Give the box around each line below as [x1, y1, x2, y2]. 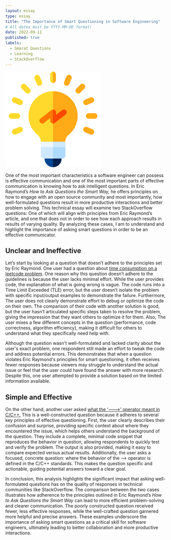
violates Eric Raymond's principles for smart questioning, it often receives [5, 357, 160, 363]
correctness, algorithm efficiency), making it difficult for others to [5, 325, 142, 331]
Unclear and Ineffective [5, 246, 81, 255]
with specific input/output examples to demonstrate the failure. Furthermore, [5, 292, 166, 299]
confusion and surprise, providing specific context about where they [5, 423, 149, 429]
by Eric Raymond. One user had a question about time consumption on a [5, 265, 157, 272]
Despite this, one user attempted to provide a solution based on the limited [5, 372, 162, 379]
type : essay [5, 13, 31, 19]
